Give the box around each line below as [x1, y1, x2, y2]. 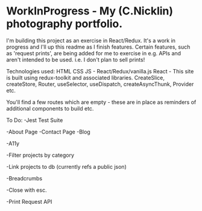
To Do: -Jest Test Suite [6, 116, 63, 124]
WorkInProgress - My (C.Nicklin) [6, 4, 174, 18]
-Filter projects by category [6, 151, 74, 159]
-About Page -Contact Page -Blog [6, 128, 90, 135]
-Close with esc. [6, 186, 47, 194]
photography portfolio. [6, 17, 122, 31]
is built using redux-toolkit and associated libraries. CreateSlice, [6, 74, 165, 81]
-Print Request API [6, 198, 52, 205]
